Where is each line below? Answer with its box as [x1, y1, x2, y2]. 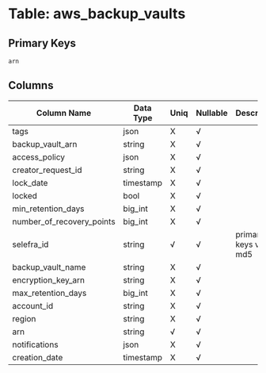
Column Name [36, 107, 92, 118]
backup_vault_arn [12, 138, 78, 149]
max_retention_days [12, 287, 87, 298]
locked [12, 190, 38, 201]
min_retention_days [12, 203, 85, 214]
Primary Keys [8, 37, 77, 50]
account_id [12, 300, 54, 311]
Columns [8, 79, 54, 92]
